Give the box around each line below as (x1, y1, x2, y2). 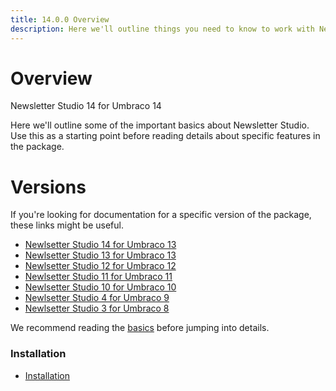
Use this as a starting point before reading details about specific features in (10, 130, 321, 142)
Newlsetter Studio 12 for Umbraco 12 (24, 260, 177, 272)
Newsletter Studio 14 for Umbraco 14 (10, 100, 162, 112)
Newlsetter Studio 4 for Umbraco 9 (24, 292, 170, 304)
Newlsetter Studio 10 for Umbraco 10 (24, 281, 177, 293)
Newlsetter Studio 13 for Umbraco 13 (24, 249, 177, 261)
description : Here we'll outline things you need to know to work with (10, 24, 315, 34)
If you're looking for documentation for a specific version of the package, (10, 209, 312, 221)
